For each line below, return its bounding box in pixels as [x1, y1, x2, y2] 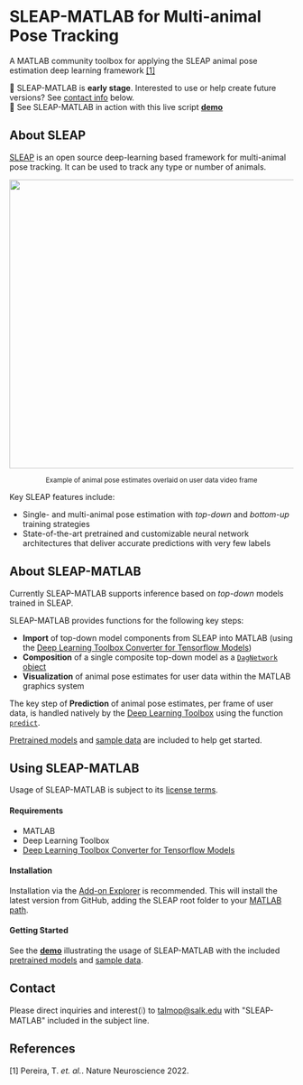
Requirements [9, 805, 64, 816]
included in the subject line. [47, 1015, 151, 1025]
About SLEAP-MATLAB [9, 564, 142, 580]
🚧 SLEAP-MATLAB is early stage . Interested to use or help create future [9, 82, 277, 93]
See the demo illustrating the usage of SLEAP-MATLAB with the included [9, 945, 280, 956]
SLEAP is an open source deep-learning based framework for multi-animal [9, 152, 287, 162]
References [9, 1041, 76, 1057]
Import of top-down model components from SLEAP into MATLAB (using [22, 632, 293, 643]
